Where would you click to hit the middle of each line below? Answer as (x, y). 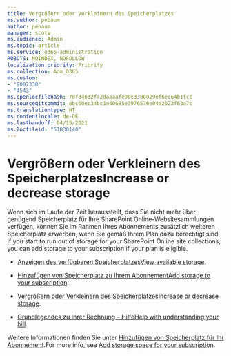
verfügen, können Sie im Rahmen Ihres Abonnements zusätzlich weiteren (111, 227)
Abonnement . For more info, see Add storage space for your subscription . (111, 345)
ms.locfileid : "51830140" (44, 129)
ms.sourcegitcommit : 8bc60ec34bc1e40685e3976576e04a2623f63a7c (100, 104)
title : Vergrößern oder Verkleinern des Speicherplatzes (91, 13)
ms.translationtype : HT (41, 110)
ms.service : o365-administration (55, 53)
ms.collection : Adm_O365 (43, 71)
